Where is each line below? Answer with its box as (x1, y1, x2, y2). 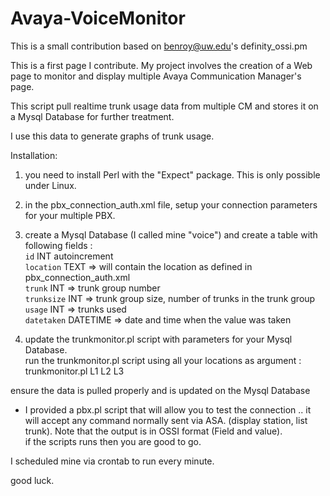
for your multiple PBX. (24, 209, 116, 221)
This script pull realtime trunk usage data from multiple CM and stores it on (10, 100, 319, 112)
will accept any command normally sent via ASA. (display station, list (24, 414, 308, 426)
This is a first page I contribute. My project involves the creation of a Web (10, 59, 313, 71)
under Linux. (24, 179, 77, 191)
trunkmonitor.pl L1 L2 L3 (24, 365, 125, 377)
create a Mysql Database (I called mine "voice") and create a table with (24, 228, 318, 241)
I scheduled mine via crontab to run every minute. (10, 455, 215, 467)
